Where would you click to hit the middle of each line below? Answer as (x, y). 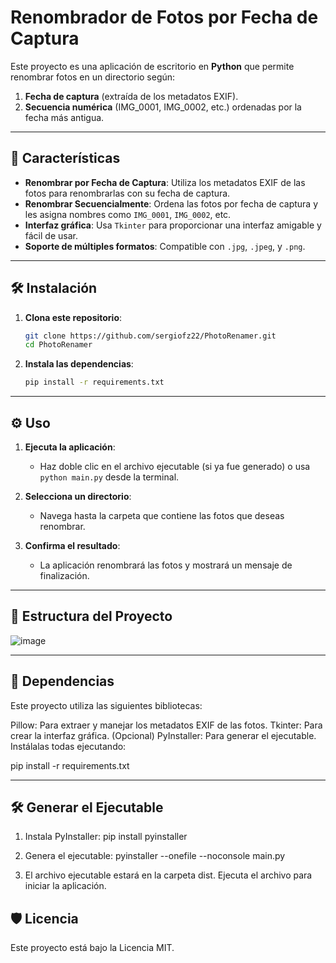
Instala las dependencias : (79, 364)
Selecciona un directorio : (78, 496)
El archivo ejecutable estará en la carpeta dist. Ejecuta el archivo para (168, 875)
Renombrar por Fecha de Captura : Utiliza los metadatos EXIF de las (165, 182)
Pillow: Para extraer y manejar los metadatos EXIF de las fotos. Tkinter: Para (166, 725)
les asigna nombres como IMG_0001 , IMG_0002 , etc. (128, 214)
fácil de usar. (51, 235)
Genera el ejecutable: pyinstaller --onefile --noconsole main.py (155, 856)
